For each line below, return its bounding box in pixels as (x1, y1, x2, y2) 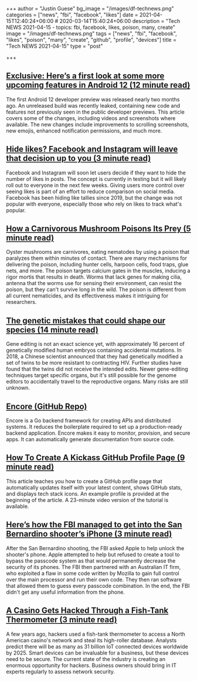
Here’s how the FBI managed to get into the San (6, 520, 182, 530)
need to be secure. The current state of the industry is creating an (6, 655, 166, 662)
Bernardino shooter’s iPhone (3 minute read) (6, 529, 172, 539)
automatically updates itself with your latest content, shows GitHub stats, (6, 484, 182, 491)
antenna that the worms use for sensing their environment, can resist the (6, 280, 182, 287)
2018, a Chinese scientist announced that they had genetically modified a (6, 353, 184, 360)
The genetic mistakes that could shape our (6, 315, 166, 326)
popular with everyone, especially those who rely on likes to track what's (6, 200, 182, 207)
